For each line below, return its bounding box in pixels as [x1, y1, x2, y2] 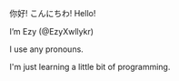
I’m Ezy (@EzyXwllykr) [9, 26, 94, 36]
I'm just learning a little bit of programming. [9, 62, 171, 72]
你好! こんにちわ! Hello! [9, 8, 96, 18]
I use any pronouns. [9, 44, 84, 55]
